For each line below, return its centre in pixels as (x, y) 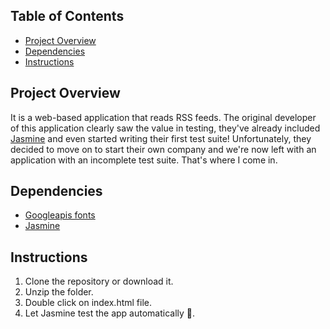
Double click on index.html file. (88, 303)
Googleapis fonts (60, 215)
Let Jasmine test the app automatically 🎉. (110, 313)
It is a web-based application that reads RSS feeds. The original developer (163, 117)
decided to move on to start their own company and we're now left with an (163, 149)
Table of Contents (67, 16)
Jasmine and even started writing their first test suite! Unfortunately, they (161, 138)
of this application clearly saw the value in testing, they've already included (165, 128)
